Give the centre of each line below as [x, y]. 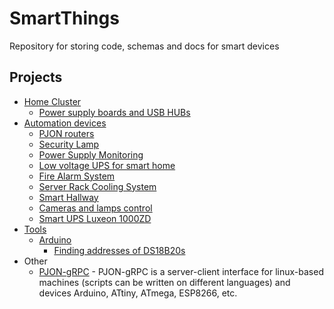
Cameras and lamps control [95, 208]
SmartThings [64, 18]
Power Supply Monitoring [91, 154]
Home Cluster [52, 101]
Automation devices [65, 123]
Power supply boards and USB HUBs [114, 112]
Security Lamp [69, 144]
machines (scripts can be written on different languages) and [164, 282]
